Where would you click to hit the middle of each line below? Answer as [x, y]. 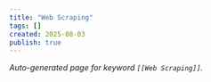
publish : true [36, 42]
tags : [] [25, 26]
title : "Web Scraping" [51, 17]
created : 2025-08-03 [48, 34]
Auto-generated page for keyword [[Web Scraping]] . [106, 68]
